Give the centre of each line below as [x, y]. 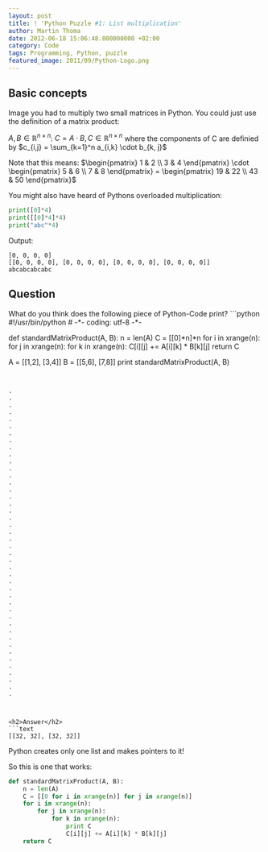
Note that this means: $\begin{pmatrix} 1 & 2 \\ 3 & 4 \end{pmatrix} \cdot [129, 163]
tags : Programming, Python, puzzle [68, 53]
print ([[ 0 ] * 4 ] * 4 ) [37, 218]
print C [78, 826]
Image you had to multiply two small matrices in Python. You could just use [132, 113]
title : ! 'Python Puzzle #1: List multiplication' [95, 23]
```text [21, 729]
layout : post [30, 16]
